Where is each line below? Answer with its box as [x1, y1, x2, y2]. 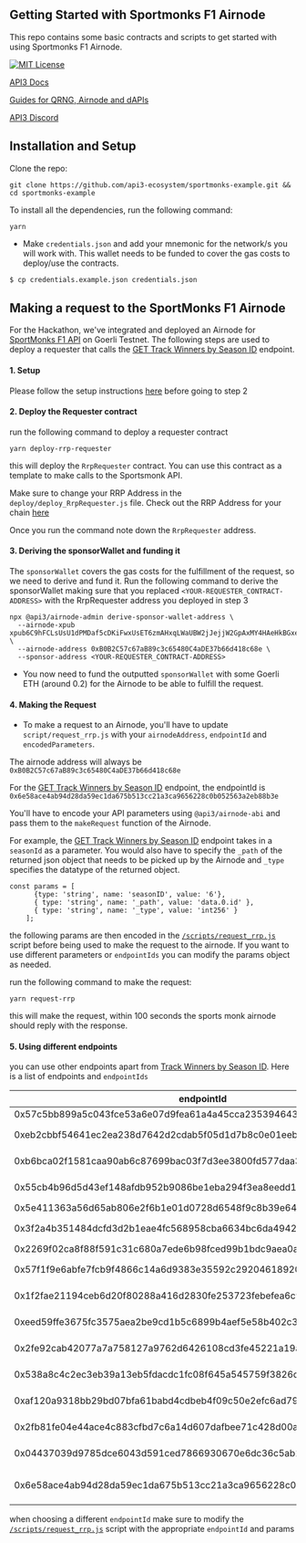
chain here [9, 507, 50, 518]
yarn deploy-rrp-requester [9, 444, 112, 453]
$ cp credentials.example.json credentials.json [9, 275, 198, 284]
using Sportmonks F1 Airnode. [9, 41, 123, 52]
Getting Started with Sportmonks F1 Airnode [9, 7, 266, 23]
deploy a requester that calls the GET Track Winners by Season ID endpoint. [9, 344, 295, 355]
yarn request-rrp [9, 994, 76, 1003]
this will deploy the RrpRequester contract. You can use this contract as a [9, 460, 282, 471]
